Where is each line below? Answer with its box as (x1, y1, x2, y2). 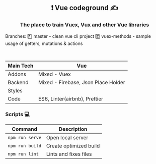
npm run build (8, 143, 42, 148)
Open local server (46, 134, 89, 141)
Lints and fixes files (46, 150, 92, 157)
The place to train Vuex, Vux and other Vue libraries (20, 21, 149, 28)
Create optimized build (46, 142, 100, 149)
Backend (8, 79, 29, 86)
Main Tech (8, 62, 34, 69)
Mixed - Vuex (38, 71, 71, 78)
